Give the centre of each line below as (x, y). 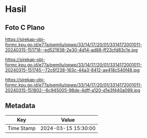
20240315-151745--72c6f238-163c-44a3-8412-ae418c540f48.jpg (73, 70)
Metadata (20, 106)
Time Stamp (22, 128)
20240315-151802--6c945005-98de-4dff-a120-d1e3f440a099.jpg (73, 90)
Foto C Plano (25, 28)
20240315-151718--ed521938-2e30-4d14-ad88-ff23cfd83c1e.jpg (72, 50)
